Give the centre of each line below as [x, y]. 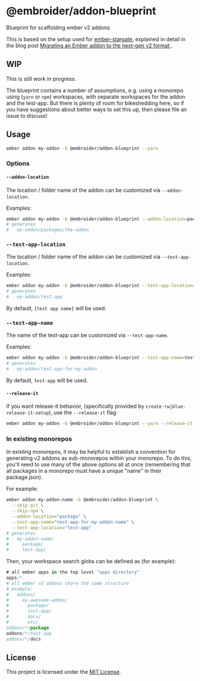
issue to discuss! [27, 115]
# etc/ [22, 622]
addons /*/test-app [29, 633]
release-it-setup [28, 413]
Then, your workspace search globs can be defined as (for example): [91, 561]
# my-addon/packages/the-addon [48, 230]
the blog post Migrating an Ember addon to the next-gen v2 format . [89, 45]
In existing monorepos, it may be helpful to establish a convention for [91, 452]
